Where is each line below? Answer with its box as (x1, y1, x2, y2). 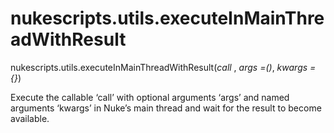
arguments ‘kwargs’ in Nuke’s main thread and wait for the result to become (10, 102, 322, 114)
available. (10, 112, 50, 124)
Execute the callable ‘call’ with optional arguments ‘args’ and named (10, 91, 290, 103)
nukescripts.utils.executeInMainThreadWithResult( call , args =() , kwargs (10, 61, 308, 73)
